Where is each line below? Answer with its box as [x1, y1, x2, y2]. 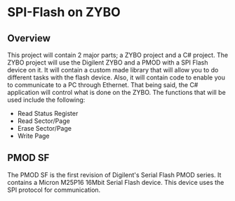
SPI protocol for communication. [7, 186, 101, 194]
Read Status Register [17, 110, 79, 117]
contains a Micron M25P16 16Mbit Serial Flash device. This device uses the [7, 178, 224, 186]
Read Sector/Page [17, 117, 70, 125]
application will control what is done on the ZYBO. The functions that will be [7, 89, 226, 96]
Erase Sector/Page [17, 124, 72, 132]
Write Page [17, 131, 51, 140]
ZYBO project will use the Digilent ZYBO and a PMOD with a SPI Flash [7, 58, 208, 67]
